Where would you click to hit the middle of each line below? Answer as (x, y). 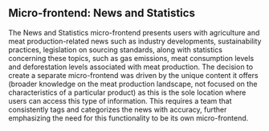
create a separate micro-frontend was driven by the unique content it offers (133, 75)
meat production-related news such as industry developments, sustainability (135, 41)
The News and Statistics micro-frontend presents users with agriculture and (134, 32)
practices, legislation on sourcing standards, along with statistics (116, 49)
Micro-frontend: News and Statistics (102, 13)
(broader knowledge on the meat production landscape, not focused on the (133, 84)
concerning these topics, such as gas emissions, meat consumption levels (131, 58)
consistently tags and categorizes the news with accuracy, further (118, 109)
